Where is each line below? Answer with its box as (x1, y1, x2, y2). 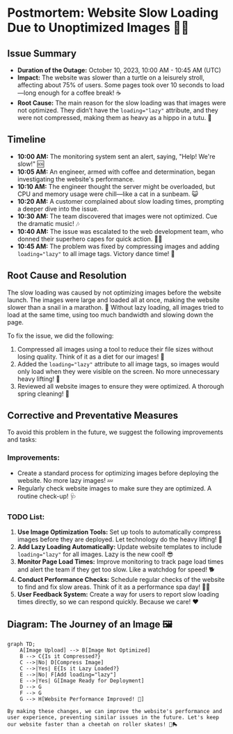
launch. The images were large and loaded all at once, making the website (7, 295, 220, 304)
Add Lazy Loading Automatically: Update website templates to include (17, 543, 223, 551)
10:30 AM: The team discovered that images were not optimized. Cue (17, 211, 218, 220)
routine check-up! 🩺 (17, 492, 77, 500)
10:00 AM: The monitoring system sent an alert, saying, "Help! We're (17, 152, 216, 160)
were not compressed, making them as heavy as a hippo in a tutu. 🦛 (17, 114, 212, 121)
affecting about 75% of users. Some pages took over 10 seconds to (17, 81, 211, 89)
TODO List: (7, 511, 45, 521)
